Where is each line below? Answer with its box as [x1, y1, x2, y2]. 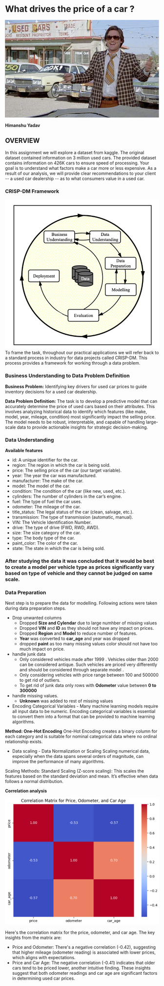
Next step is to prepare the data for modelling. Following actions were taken [5, 600, 158, 606]
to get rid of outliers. [19, 677, 61, 683]
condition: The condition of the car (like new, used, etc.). [12, 488, 126, 494]
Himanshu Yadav [5, 122, 41, 128]
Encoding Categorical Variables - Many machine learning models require [12, 703, 159, 709]
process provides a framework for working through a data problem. [5, 360, 141, 366]
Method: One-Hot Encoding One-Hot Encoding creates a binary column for [5, 728, 158, 734]
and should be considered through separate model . [19, 667, 124, 673]
